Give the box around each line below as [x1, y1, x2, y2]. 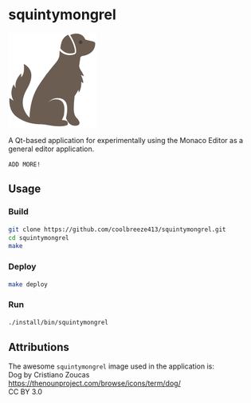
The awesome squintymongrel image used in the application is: [8, 361, 215, 371]
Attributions [8, 340, 70, 353]
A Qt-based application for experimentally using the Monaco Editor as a [8, 135, 244, 145]
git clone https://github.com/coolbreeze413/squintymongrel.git [8, 225, 226, 233]
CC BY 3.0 [8, 387, 42, 397]
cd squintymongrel [8, 233, 69, 241]
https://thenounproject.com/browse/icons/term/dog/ [8, 378, 181, 389]
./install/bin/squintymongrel [8, 318, 109, 326]
